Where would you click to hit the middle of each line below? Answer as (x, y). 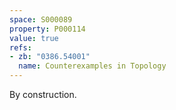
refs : (20, 47)
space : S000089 (41, 19)
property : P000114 (47, 29)
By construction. (43, 94)
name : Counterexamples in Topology (92, 66)
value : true (34, 38)
